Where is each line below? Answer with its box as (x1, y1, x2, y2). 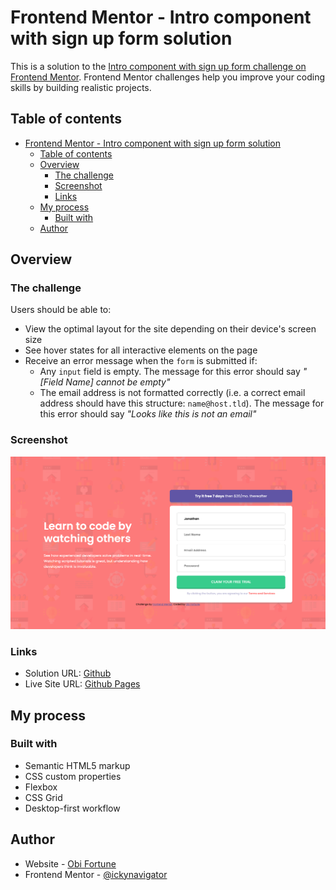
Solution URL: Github (24, 667, 112, 680)
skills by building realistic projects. (10, 81, 152, 93)
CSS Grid (24, 791, 63, 803)
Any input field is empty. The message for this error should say (39, 366, 301, 378)
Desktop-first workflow (24, 802, 121, 814)
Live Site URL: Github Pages (24, 678, 141, 690)
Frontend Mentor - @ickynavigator (24, 868, 168, 880)
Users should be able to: (10, 304, 112, 316)
